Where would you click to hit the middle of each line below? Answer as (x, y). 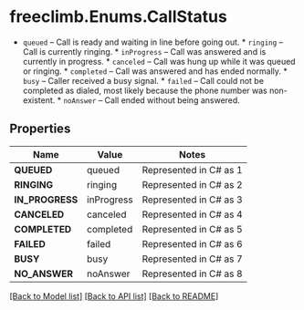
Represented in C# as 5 (193, 229)
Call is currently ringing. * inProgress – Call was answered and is (144, 51)
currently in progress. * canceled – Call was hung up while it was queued (159, 61)
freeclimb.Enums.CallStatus (119, 17)
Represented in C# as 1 (193, 170)
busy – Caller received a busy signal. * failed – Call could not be (143, 80)
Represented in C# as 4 (193, 214)
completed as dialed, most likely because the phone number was (145, 90)
